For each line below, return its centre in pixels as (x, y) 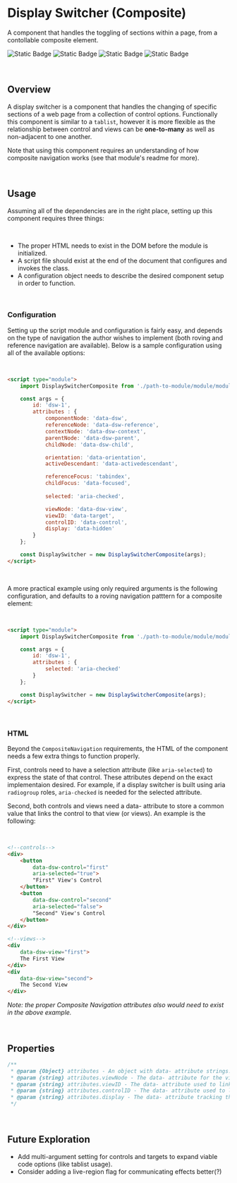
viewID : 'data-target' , (80, 516)
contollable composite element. (53, 40)
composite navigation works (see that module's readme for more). (103, 157)
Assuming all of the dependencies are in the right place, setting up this (110, 210)
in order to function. (46, 283)
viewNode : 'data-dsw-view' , (86, 509)
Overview (29, 90)
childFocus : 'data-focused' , (88, 484)
